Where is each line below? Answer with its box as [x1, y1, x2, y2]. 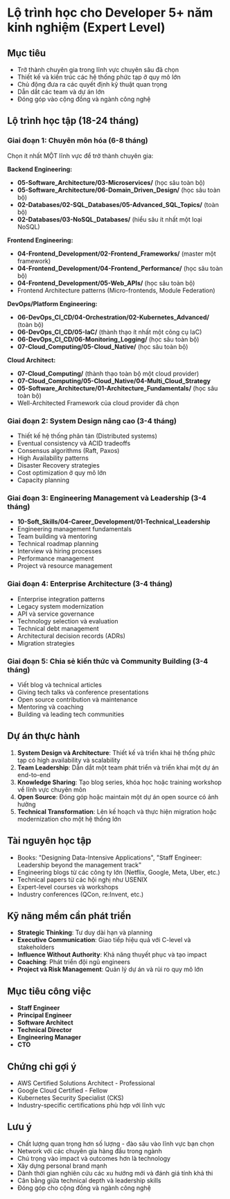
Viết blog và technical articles [17, 680, 103, 689]
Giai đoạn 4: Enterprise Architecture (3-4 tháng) [7, 579, 173, 589]
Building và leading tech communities [17, 710, 125, 718]
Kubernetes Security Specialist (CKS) [17, 1093, 124, 1102]
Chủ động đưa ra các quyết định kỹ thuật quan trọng [17, 80, 168, 88]
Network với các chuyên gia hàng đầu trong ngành [17, 1146, 163, 1155]
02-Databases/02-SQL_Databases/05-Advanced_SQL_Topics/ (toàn [17, 200, 220, 208]
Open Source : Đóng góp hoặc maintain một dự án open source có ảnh [17, 792, 219, 801]
